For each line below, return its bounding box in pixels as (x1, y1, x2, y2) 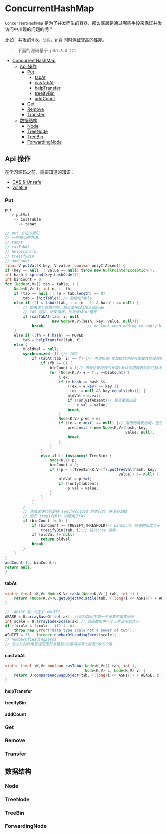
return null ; (5, 565, 32, 570)
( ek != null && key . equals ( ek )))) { (69, 389, 146, 394)
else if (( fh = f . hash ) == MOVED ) (14, 333, 85, 338)
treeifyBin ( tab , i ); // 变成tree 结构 (40, 527, 116, 533)
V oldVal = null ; (23, 347, 59, 352)
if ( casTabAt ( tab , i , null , (23, 314, 81, 319)
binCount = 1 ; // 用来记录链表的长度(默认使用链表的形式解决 (49, 365, 162, 370)
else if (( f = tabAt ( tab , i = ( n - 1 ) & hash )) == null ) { (14, 300, 139, 305)
